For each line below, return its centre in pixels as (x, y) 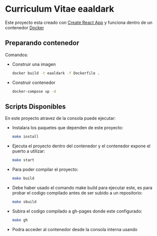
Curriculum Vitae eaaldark (60, 9)
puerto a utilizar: (29, 151)
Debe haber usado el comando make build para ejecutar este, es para (82, 187)
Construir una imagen (34, 64)
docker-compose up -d (34, 91)
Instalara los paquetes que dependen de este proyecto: (68, 128)
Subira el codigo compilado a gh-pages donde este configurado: (77, 211)
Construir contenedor (34, 82)
